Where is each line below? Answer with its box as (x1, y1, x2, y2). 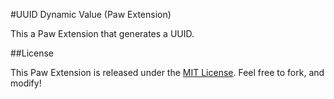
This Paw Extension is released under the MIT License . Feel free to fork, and (10, 67, 325, 78)
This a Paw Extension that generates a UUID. (10, 28, 195, 39)
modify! (10, 77, 42, 89)
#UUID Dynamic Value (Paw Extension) (10, 9, 172, 20)
